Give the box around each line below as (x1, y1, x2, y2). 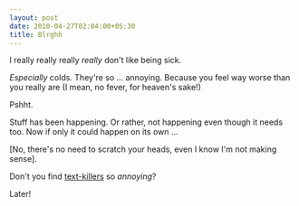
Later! (9, 189, 32, 200)
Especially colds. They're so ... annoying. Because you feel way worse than (9, 72, 291, 83)
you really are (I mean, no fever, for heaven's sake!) (9, 82, 201, 93)
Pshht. (9, 99, 34, 110)
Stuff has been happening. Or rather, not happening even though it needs (9, 117, 284, 127)
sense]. (9, 154, 38, 164)
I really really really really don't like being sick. (9, 55, 182, 66)
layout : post (9, 13, 59, 23)
